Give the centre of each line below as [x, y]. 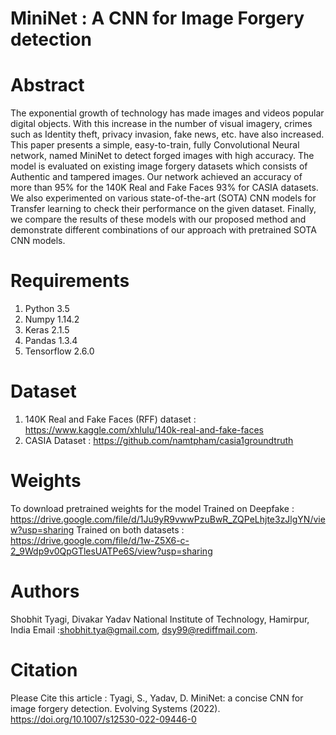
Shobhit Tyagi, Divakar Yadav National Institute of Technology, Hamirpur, [160, 619]
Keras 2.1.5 [47, 330]
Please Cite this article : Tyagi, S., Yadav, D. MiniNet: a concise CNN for [157, 698]
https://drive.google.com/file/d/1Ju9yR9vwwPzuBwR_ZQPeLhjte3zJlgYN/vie [168, 519]
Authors [45, 591]
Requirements [70, 281]
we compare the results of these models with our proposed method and [158, 219]
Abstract [47, 85]
